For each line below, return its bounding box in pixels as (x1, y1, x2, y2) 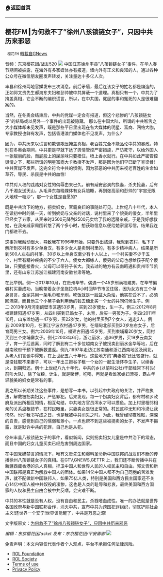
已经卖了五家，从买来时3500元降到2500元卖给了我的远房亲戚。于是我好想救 (5, 216, 158, 222)
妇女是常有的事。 (21, 377, 56, 383)
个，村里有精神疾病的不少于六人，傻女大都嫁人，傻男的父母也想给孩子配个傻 (5, 257, 158, 263)
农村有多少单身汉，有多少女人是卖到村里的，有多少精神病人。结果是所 (17, 245, 158, 251)
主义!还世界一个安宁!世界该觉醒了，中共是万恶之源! (5, 510, 107, 516)
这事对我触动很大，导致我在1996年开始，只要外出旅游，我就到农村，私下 (5, 239, 151, 245)
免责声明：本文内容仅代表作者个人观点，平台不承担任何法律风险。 (5, 541, 137, 547)
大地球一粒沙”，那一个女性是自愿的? (5, 194, 78, 200)
